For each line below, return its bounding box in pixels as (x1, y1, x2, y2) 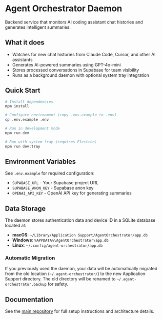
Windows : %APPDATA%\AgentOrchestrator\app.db (12, 237, 109, 243)
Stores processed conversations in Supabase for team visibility (12, 67, 139, 73)
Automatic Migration (5, 255, 55, 261)
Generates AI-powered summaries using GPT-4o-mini (12, 62, 121, 67)
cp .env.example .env (5, 117, 49, 122)
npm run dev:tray (5, 144, 40, 149)
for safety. (47, 281, 68, 287)
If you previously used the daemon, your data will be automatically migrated (5, 266, 158, 272)
